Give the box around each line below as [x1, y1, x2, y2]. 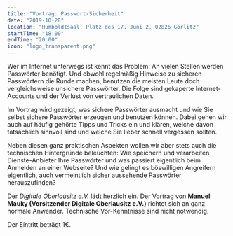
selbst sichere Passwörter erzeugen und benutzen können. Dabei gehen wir [7, 113, 227, 121]
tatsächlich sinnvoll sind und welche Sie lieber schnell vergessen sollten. [7, 127, 218, 136]
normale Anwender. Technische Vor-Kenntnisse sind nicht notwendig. [7, 207, 209, 215]
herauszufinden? [7, 179, 56, 186]
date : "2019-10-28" [7, 17, 65, 24]
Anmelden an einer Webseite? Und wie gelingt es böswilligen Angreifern [7, 164, 216, 172]
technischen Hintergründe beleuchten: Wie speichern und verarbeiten [7, 148, 210, 157]
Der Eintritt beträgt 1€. [7, 221, 72, 228]
